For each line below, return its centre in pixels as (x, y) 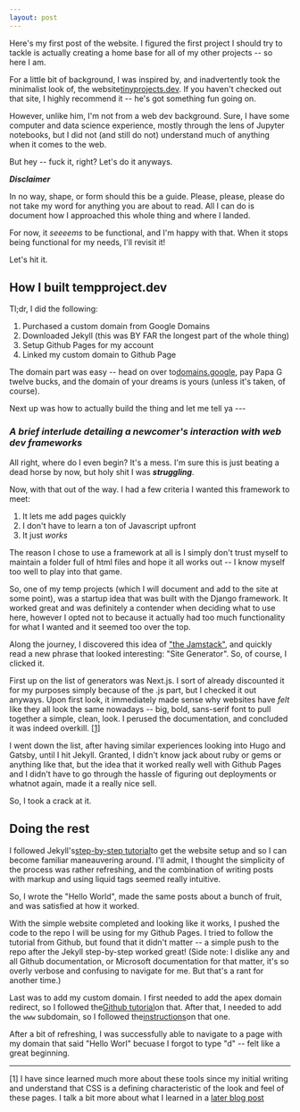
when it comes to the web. (58, 144)
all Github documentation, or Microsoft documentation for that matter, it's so (149, 961)
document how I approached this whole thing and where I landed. (130, 215)
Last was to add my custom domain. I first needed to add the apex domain (146, 997)
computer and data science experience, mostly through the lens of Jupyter (147, 125)
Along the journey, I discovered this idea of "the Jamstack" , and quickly (141, 644)
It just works (45, 535)
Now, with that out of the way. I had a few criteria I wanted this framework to (150, 489)
